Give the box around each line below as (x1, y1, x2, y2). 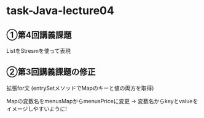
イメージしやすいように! (6, 105, 68, 112)
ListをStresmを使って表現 (6, 47, 71, 54)
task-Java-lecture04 (6, 4, 115, 18)
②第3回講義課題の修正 (6, 67, 96, 77)
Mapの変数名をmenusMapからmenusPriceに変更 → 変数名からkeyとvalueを (6, 97, 198, 104)
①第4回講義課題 (6, 29, 72, 40)
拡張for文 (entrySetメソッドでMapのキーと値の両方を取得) (6, 84, 154, 92)
